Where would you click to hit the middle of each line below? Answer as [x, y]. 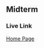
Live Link [19, 26]
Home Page [20, 38]
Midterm [22, 10]
